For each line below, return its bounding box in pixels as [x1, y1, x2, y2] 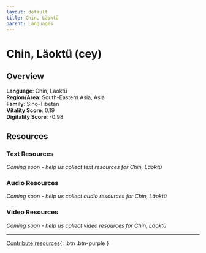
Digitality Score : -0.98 [6, 113, 64, 121]
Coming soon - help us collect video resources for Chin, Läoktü [6, 222, 167, 229]
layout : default [6, 9, 48, 15]
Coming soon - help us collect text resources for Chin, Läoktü [6, 164, 162, 171]
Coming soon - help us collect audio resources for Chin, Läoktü [6, 192, 167, 200]
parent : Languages [6, 20, 53, 26]
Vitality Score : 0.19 [6, 107, 55, 114]
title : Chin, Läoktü [6, 15, 59, 21]
